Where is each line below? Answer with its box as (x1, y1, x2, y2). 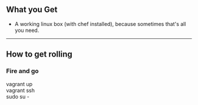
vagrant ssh (6, 87, 35, 94)
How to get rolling (6, 50, 72, 60)
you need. (14, 27, 39, 34)
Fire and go (6, 67, 39, 76)
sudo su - (6, 93, 29, 100)
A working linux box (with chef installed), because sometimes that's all (14, 20, 186, 27)
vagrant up (6, 80, 33, 87)
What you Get (6, 5, 58, 15)
